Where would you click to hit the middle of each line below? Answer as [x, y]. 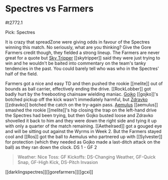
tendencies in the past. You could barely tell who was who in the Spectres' [82, 68]
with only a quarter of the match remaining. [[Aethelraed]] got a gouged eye [83, 126]
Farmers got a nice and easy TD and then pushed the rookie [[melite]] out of [84, 83]
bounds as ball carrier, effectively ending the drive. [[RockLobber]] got [78, 88]
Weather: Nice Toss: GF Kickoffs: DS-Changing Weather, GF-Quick [87, 157]
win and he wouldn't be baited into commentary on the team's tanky [76, 63]
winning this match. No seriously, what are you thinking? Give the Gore [78, 47]
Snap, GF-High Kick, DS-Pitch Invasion [58, 162]
